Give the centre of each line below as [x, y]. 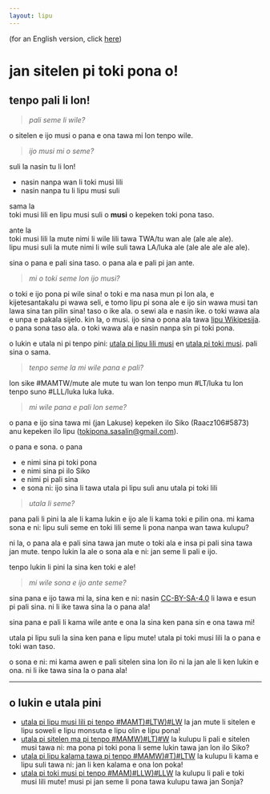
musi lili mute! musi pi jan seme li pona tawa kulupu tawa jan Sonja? [132, 782]
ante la [20, 230]
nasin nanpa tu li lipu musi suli [70, 190]
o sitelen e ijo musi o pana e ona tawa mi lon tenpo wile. [101, 135]
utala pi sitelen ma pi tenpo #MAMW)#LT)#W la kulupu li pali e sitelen [135, 739]
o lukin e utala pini [55, 703]
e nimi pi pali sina [49, 479]
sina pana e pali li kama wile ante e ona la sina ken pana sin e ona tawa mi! [132, 622]
